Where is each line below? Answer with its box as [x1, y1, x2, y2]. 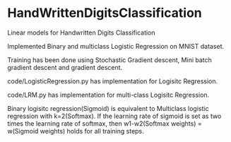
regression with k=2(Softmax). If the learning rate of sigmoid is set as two [7, 112, 222, 120]
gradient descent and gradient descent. [7, 63, 123, 71]
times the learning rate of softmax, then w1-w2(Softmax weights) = [7, 119, 203, 128]
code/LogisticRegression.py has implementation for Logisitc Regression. [7, 76, 218, 85]
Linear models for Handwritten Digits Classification [7, 28, 155, 37]
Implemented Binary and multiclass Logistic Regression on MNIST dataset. [7, 42, 225, 50]
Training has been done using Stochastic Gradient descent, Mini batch [7, 55, 212, 64]
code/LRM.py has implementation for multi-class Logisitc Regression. [7, 90, 210, 99]
